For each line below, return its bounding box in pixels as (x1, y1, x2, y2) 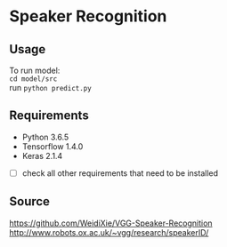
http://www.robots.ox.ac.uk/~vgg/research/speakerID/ (9, 227, 209, 237)
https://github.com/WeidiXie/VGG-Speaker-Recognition (9, 218, 213, 228)
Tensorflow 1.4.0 (21, 140, 84, 152)
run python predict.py (9, 83, 92, 92)
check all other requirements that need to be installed (21, 167, 219, 179)
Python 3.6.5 (21, 131, 69, 142)
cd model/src (9, 75, 58, 84)
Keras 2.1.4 (21, 150, 63, 161)
